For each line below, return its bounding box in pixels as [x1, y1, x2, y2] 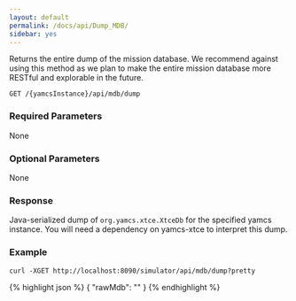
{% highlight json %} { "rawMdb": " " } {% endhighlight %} [9, 282, 221, 292]
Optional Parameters [9, 152, 100, 165]
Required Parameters [9, 110, 103, 122]
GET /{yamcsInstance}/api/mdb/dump [9, 89, 141, 98]
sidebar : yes [9, 29, 58, 38]
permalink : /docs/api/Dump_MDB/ [9, 21, 129, 30]
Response [9, 194, 53, 206]
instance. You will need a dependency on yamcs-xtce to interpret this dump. [9, 224, 288, 235]
